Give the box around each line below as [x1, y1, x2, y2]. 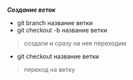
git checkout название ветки [16, 52, 100, 60]
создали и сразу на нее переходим [23, 39, 127, 47]
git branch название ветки [16, 19, 93, 26]
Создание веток [7, 6, 56, 14]
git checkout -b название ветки [16, 26, 108, 34]
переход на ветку [23, 66, 76, 73]
